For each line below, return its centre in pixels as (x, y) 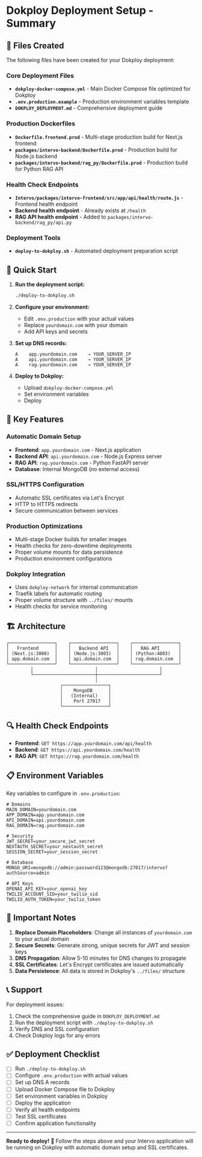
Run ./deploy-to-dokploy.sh (50, 1069)
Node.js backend (36, 156)
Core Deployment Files (40, 75)
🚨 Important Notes (41, 918)
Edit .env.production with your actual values (79, 319)
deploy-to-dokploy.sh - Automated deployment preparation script (96, 251)
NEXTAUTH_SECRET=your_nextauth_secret (55, 846)
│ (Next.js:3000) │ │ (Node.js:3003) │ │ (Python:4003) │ (94, 654)
